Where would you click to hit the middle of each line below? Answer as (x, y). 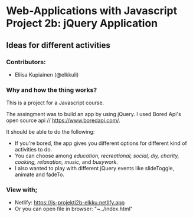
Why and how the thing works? (52, 90)
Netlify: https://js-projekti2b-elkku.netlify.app (70, 203)
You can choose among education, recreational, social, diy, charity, (97, 156)
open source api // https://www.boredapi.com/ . (63, 120)
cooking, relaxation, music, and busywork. (66, 162)
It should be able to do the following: (50, 132)
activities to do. (33, 150)
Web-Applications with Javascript (92, 11)
